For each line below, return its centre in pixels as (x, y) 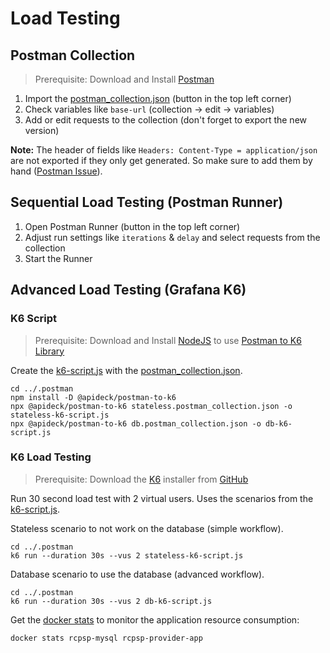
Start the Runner (58, 258)
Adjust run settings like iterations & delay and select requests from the (172, 237)
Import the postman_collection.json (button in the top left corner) (158, 98)
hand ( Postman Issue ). (56, 171)
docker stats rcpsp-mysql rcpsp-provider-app (106, 638)
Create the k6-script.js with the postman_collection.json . (126, 370)
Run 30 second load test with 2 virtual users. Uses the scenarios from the (162, 498)
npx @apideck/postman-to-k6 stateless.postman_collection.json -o (151, 406)
